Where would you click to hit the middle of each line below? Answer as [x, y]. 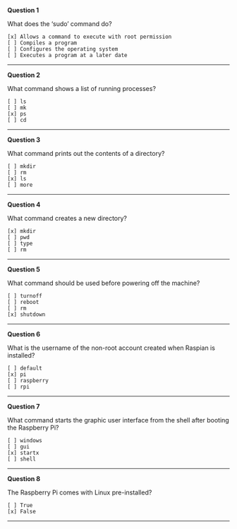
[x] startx [23, 453]
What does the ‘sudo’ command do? [60, 24]
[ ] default [25, 368]
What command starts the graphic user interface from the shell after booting [118, 420]
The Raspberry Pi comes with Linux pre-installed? [80, 492]
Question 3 [24, 140]
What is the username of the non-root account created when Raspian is [111, 348]
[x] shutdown [26, 315]
